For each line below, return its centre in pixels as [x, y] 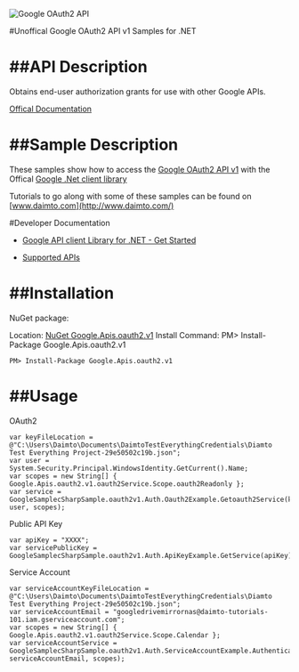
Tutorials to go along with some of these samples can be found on [130, 196]
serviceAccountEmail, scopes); [67, 659]
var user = [29, 460]
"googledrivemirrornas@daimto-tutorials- [190, 611]
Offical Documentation [50, 109]
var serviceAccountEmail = [59, 611]
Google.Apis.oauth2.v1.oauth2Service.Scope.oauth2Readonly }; [127, 484]
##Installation [61, 293]
